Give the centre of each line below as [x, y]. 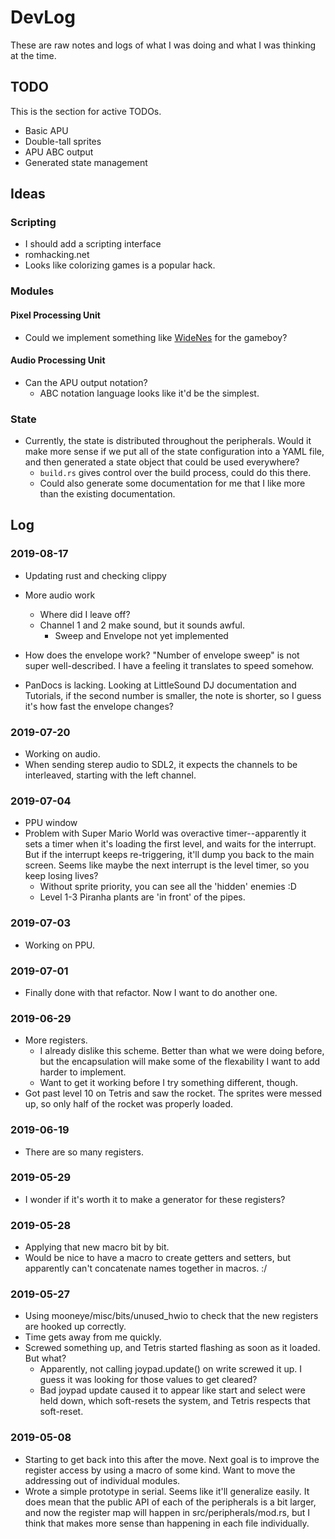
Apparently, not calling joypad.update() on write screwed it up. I [170, 1369]
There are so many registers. [84, 1152]
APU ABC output [59, 152]
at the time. [33, 55]
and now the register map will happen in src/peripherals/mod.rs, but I [167, 1512]
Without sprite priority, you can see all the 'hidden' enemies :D [168, 887]
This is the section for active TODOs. [86, 111]
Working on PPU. [60, 945]
